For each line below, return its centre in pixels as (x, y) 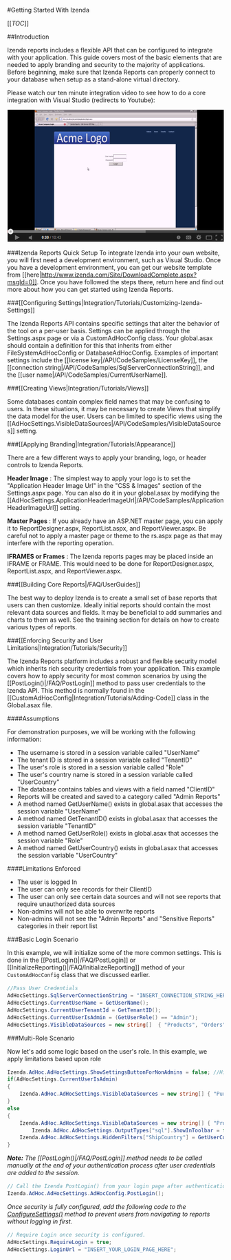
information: (24, 739)
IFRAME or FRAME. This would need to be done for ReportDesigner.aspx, (111, 564)
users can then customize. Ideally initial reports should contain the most (109, 605)
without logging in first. (40, 1221)
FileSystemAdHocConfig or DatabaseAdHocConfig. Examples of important (113, 353)
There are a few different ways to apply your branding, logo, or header (107, 457)
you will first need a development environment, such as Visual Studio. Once (114, 260)
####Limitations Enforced (44, 869)
